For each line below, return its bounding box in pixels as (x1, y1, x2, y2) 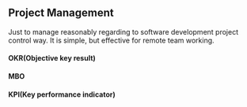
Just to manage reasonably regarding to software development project (8, 27, 239, 36)
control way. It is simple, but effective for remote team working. (8, 35, 215, 45)
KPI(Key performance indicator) (8, 90, 116, 99)
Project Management (8, 6, 114, 20)
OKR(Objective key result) (8, 53, 97, 63)
